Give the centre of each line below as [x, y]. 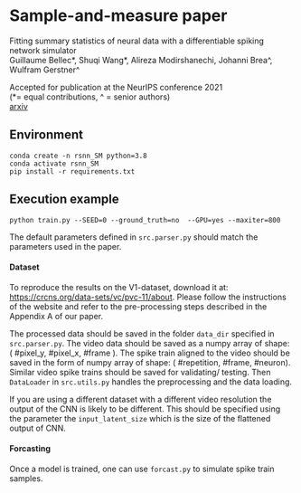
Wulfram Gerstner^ [45, 70]
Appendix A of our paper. [56, 316]
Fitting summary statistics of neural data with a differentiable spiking [137, 41]
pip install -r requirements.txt [72, 171]
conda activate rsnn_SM [54, 164]
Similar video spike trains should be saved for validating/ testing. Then [140, 372]
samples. [26, 478]
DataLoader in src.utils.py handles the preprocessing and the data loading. [150, 382]
